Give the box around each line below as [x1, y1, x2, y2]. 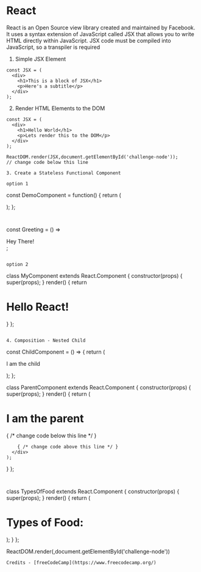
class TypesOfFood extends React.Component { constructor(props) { [6, 488, 180, 495]
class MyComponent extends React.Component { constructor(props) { [6, 272, 183, 279]
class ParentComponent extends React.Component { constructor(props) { [6, 384, 191, 391]
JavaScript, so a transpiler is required [6, 43, 100, 51]
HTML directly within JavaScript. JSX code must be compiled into [6, 37, 172, 44]
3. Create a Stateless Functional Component [6, 169, 121, 176]
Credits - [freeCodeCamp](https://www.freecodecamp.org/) [6, 559, 157, 566]
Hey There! [6, 237, 35, 245]
